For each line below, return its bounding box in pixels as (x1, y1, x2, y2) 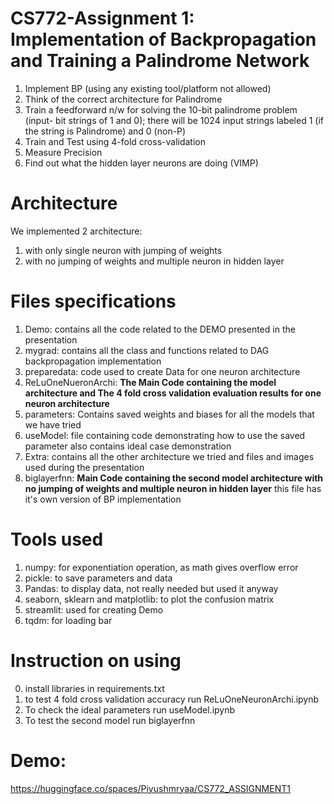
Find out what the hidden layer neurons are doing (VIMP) (24, 157, 259, 169)
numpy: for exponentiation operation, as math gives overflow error (24, 561, 299, 573)
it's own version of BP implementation (24, 493, 182, 505)
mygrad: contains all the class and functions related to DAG (24, 344, 270, 356)
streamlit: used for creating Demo (24, 603, 164, 616)
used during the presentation (24, 461, 145, 473)
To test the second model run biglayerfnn (24, 714, 196, 726)
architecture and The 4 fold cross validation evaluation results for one (24, 387, 322, 399)
